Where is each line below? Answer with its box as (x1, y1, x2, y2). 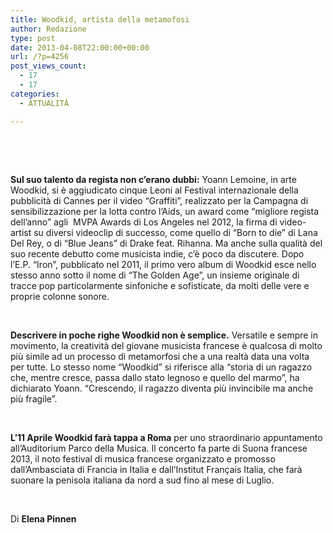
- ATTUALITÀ (19, 98, 70, 108)
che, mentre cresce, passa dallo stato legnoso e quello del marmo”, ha (10, 371, 300, 383)
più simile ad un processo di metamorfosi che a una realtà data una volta (10, 350, 310, 362)
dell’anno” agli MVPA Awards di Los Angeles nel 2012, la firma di (10, 216, 278, 228)
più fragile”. (10, 392, 58, 405)
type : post (10, 33, 56, 43)
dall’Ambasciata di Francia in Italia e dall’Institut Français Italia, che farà (10, 463, 303, 475)
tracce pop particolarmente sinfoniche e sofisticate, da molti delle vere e (10, 279, 310, 291)
